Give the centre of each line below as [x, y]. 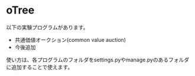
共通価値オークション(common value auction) [70, 39]
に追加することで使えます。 [40, 67]
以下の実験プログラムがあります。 [47, 27]
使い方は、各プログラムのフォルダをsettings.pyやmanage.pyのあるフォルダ [98, 60]
